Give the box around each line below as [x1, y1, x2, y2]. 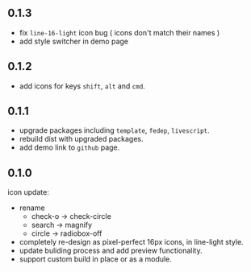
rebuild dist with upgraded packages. [19, 134, 144, 144]
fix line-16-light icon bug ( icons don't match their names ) [19, 27, 220, 37]
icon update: [7, 188, 49, 197]
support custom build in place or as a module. [19, 254, 173, 264]
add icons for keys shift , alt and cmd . [19, 80, 146, 91]
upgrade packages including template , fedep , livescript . [19, 126, 210, 135]
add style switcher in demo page [19, 36, 128, 46]
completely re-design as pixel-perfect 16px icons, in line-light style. [19, 237, 244, 247]
